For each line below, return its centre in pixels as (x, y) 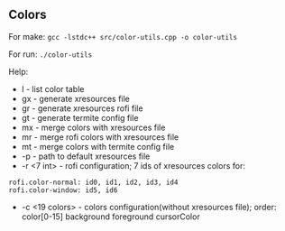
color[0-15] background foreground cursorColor (110, 217)
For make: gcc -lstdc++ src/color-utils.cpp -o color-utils (123, 36)
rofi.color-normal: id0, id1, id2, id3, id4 (93, 182)
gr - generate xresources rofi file (82, 108)
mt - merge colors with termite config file (98, 146)
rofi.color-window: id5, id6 (63, 190)
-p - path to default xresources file (86, 156)
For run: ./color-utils (51, 54)
